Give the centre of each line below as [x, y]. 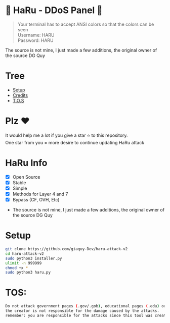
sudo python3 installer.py [34, 258]
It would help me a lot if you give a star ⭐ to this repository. [67, 135]
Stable [19, 182]
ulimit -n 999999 [24, 263]
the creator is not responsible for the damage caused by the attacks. [82, 311]
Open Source [26, 177]
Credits [20, 95]
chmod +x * [17, 268]
